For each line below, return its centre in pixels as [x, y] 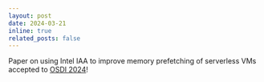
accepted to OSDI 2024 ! [48, 70]
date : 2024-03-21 [37, 23]
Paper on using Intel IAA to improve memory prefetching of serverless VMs [132, 61]
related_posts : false [45, 38]
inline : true [30, 31]
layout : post [30, 16]
